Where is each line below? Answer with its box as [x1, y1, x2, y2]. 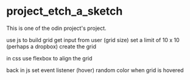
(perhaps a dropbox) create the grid [6, 43, 96, 50]
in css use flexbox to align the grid [6, 54, 93, 62]
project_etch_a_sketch [6, 4, 123, 18]
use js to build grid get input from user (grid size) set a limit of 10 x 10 [6, 36, 180, 43]
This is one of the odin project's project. [6, 24, 107, 32]
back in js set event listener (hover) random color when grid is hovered [6, 66, 184, 74]
